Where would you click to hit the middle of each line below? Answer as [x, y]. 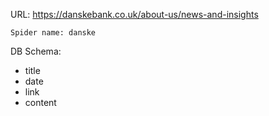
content [40, 102]
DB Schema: [36, 51]
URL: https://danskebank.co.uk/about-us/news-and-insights [134, 14]
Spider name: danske [53, 33]
